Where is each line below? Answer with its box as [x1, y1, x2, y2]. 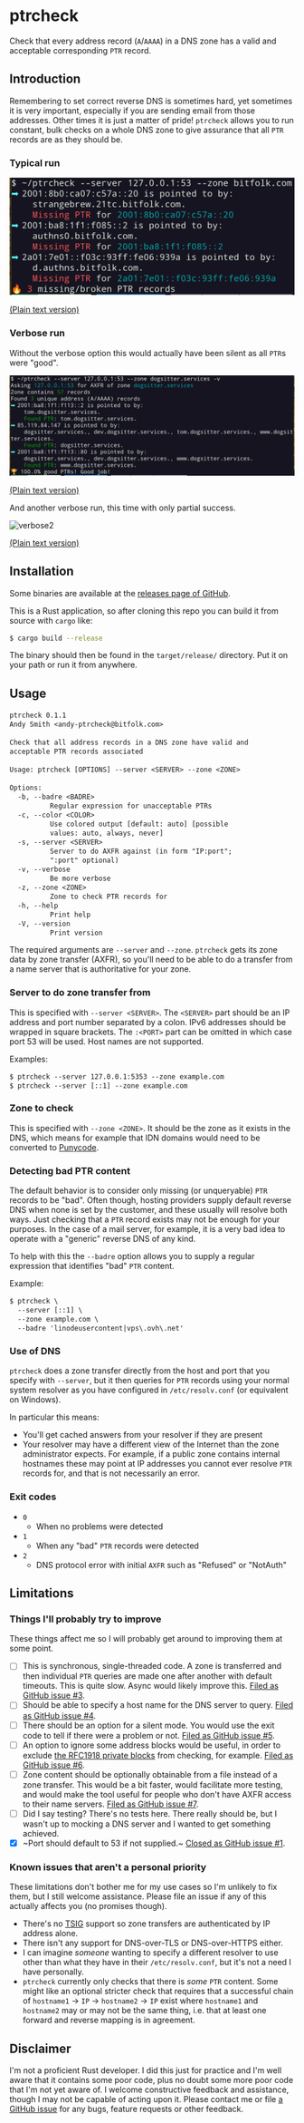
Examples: [9, 1053, 48, 1064]
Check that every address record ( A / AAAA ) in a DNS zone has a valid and [9, 35, 277, 46]
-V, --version [17, 919, 71, 929]
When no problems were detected [35, 1520, 164, 1532]
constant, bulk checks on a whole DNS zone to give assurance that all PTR [9, 124, 284, 135]
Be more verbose [49, 874, 111, 884]
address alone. [22, 1928, 79, 1939]
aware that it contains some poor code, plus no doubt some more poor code [9, 2074, 294, 2085]
